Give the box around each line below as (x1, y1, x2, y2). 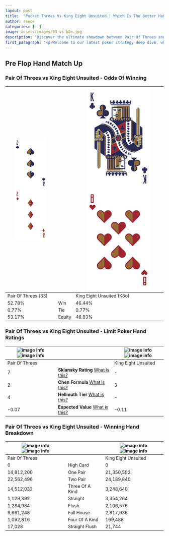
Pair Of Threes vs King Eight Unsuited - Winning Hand (5, 424, 140, 431)
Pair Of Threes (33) (7, 293, 48, 299)
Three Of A (67, 483, 91, 489)
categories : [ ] (5, 24, 42, 29)
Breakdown (5, 430, 34, 437)
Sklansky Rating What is (58, 367, 110, 373)
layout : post (5, 8, 33, 13)
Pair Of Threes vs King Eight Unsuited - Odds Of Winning (5, 75, 147, 82)
